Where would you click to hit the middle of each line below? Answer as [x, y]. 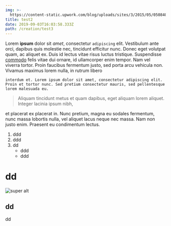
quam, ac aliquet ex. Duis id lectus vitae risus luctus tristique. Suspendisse [83, 55]
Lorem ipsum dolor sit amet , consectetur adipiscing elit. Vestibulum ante [82, 43]
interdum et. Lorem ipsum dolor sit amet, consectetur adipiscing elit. [84, 80]
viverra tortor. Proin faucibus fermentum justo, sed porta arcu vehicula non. [84, 65]
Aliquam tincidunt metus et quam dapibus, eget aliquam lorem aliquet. [91, 98]
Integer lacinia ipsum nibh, [45, 104]
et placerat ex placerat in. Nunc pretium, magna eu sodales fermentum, [80, 114]
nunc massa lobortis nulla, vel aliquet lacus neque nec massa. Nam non [80, 119]
